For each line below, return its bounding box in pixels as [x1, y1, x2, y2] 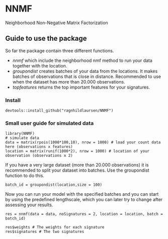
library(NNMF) [5, 131, 35, 136]
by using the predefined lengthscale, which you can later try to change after [5, 197, 163, 203]
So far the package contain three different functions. [5, 47, 114, 53]
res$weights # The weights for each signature [5, 225, 105, 230]
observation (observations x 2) [5, 153, 73, 158]
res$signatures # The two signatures [5, 229, 85, 234]
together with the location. [12, 62, 67, 68]
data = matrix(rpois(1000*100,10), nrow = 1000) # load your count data [5, 140, 161, 145]
